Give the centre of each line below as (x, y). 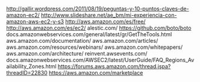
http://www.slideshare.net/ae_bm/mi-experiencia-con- (109, 15)
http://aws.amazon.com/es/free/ (105, 21)
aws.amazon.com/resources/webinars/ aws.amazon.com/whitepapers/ (95, 47)
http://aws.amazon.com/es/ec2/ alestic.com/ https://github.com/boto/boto (99, 28)
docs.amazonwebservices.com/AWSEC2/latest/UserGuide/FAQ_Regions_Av (100, 60)
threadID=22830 (27, 73)
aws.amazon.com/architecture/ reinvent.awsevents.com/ (77, 53)
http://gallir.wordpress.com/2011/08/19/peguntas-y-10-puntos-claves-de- (98, 9)
